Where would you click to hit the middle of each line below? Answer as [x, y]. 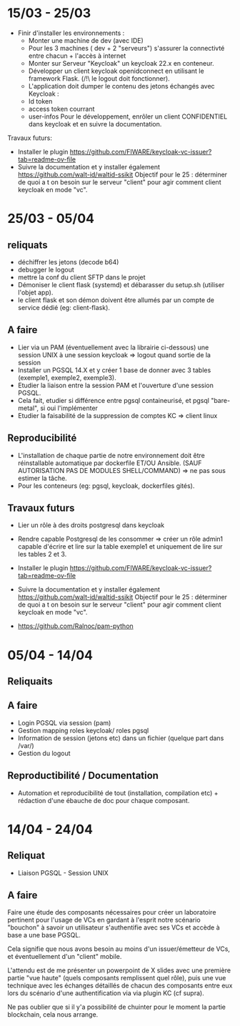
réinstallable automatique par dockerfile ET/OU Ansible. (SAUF [110, 463]
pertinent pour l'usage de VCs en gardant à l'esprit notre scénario [104, 920]
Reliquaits [30, 681]
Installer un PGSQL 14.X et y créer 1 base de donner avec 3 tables [114, 370]
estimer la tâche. [42, 478]
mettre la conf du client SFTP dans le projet [81, 277]
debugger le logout [46, 269]
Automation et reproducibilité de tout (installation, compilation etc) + [118, 793]
